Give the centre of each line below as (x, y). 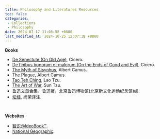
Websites (15, 116)
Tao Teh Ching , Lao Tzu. (36, 80)
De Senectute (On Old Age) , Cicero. (48, 59)
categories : (17, 18)
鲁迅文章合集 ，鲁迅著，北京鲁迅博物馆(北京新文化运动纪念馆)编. (76, 91)
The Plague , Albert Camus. (39, 75)
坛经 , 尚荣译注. (27, 97)
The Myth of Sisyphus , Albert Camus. (49, 69)
